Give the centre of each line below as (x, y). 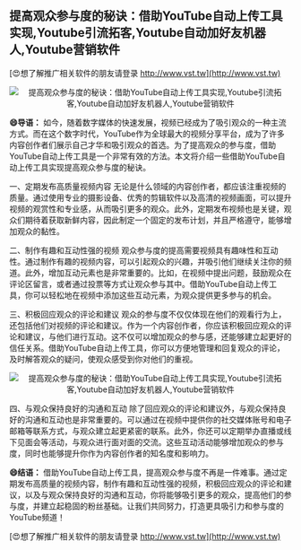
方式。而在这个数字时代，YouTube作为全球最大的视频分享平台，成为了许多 (147, 134)
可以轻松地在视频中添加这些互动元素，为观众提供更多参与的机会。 (154, 295)
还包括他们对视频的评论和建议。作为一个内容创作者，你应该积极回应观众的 (146, 325)
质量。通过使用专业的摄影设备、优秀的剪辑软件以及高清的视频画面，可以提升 (150, 197)
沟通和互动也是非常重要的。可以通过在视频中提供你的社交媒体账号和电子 (158, 419)
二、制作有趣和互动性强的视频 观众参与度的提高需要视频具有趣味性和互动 (144, 250)
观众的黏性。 (40, 231)
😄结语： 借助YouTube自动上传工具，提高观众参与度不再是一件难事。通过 (144, 472)
